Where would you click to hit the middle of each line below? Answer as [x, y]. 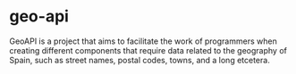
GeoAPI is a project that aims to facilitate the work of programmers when [143, 41]
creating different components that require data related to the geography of [148, 50]
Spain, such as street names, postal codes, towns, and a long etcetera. [140, 60]
